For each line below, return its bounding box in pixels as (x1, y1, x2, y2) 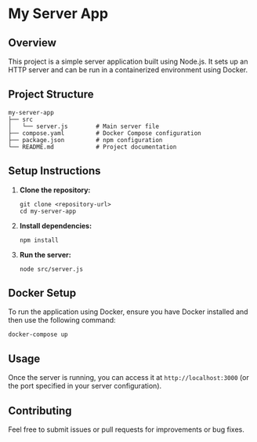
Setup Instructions (8, 164, 101, 177)
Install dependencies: (19, 221, 92, 230)
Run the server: (19, 250, 72, 259)
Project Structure (8, 88, 94, 101)
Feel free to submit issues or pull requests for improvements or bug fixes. (8, 425, 244, 434)
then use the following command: (8, 316, 116, 325)
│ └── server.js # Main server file (8, 122, 159, 130)
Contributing (8, 404, 72, 417)
